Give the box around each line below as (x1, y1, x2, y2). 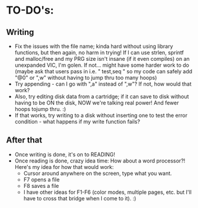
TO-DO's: (6, 4, 54, 17)
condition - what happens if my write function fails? (14, 118, 141, 125)
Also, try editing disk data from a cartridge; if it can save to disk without (14, 93, 189, 100)
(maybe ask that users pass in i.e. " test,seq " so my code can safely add (14, 68, 193, 74)
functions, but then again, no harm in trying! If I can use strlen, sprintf (14, 49, 184, 56)
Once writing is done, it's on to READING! (14, 151, 115, 158)
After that (6, 135, 43, 145)
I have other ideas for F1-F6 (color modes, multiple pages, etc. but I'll (23, 188, 192, 196)
